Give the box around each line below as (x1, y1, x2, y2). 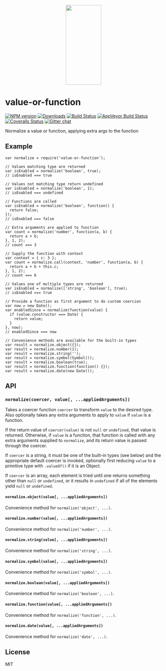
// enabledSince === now (5, 329, 57, 334)
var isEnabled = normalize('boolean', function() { (5, 203, 114, 208)
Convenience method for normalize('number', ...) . (5, 526, 112, 532)
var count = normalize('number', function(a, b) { (5, 229, 112, 234)
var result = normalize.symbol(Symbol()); (5, 355, 94, 360)
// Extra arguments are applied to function (5, 225, 99, 230)
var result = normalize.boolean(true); (5, 360, 88, 365)
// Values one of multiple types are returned (5, 281, 103, 287)
